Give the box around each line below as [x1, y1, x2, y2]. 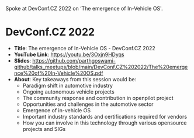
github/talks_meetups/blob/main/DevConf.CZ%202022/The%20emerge [13, 63, 188, 70]
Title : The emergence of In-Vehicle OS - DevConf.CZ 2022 [13, 44, 155, 51]
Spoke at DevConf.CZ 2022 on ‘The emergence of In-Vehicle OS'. [5, 5, 163, 12]
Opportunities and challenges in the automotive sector [22, 101, 154, 108]
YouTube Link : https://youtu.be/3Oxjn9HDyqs [13, 51, 125, 58]
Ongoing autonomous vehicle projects [22, 88, 115, 95]
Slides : [13, 57, 32, 64]
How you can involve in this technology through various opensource [22, 119, 187, 126]
